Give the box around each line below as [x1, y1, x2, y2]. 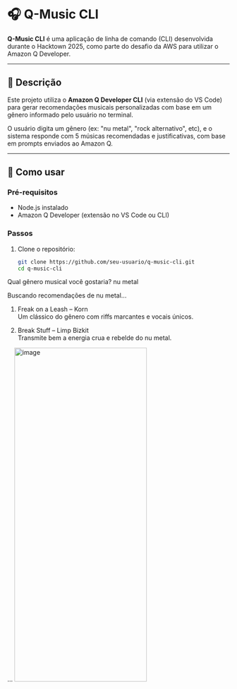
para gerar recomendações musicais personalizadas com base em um [7, 102, 212, 111]
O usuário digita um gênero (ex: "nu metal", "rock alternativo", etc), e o [7, 124, 213, 132]
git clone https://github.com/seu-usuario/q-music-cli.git [17, 258, 195, 266]
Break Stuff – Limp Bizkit [17, 326, 90, 335]
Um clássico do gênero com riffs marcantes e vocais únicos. [17, 312, 194, 321]
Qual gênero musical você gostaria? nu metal [7, 278, 139, 286]
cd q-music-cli [17, 265, 63, 272]
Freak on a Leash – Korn [17, 305, 88, 314]
